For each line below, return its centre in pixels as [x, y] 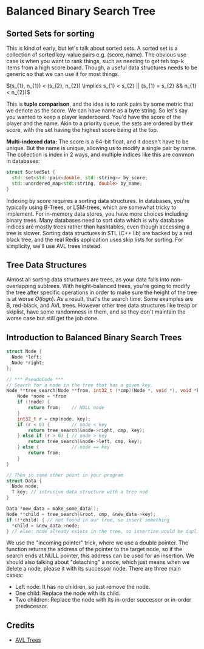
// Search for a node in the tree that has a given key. [80, 385]
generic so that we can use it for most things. [63, 74]
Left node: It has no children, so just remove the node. [83, 587]
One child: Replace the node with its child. [68, 593]
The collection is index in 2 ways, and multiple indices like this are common [100, 154]
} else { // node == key [64, 447]
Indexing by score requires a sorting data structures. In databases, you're [98, 201]
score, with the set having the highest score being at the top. [82, 130]
